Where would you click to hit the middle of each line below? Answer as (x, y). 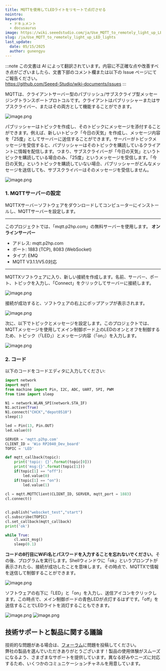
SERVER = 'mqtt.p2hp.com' (32, 439)
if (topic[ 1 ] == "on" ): (37, 480)
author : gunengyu (27, 51)
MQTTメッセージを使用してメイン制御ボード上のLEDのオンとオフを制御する (83, 329)
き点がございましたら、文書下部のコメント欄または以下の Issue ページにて (81, 72)
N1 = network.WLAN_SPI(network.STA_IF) (46, 403)
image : (12, 33)
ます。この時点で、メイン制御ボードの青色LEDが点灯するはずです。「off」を (82, 599)
